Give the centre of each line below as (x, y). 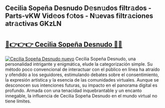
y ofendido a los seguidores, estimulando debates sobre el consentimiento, (82, 75)
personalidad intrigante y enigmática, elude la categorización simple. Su (79, 64)
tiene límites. (18, 101)
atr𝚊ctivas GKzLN (34, 24)
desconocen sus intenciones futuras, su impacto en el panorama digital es (81, 85)
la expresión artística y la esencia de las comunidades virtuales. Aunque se (82, 80)
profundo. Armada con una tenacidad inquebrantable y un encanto (74, 91)
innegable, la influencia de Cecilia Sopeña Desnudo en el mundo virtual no (81, 96)
